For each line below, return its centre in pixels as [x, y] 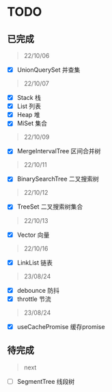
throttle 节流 [34, 299]
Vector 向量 [33, 235]
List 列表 [29, 106]
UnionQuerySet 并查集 [48, 70]
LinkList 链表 [35, 262]
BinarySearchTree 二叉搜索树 [58, 179]
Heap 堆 [28, 115]
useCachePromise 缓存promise [61, 326]
